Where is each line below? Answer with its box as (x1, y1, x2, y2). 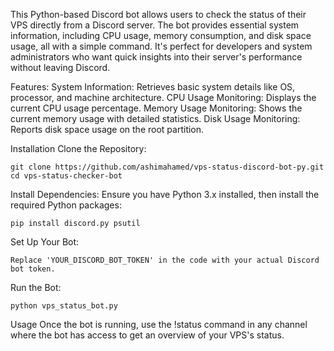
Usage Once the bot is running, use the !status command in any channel (10, 319, 308, 330)
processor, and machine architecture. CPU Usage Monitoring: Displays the (10, 92, 317, 103)
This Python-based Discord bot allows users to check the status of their (10, 9, 307, 20)
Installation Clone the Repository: (10, 143, 147, 154)
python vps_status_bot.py (10, 301, 118, 311)
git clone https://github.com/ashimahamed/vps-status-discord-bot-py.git (10, 162, 325, 172)
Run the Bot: (10, 282, 62, 293)
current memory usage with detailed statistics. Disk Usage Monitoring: (10, 113, 301, 124)
